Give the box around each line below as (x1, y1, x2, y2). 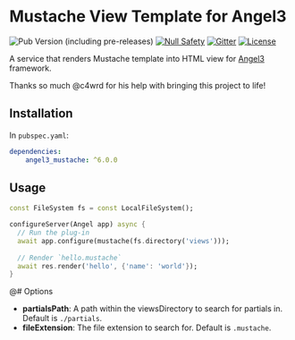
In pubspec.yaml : (9, 130, 69, 140)
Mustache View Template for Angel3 (9, 6, 287, 27)
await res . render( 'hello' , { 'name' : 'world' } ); (17, 261, 198, 270)
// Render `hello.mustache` (17, 253, 122, 262)
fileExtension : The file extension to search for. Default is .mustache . (21, 322, 272, 333)
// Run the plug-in (17, 228, 90, 238)
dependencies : (9, 147, 63, 156)
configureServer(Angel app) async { (9, 220, 146, 229)
